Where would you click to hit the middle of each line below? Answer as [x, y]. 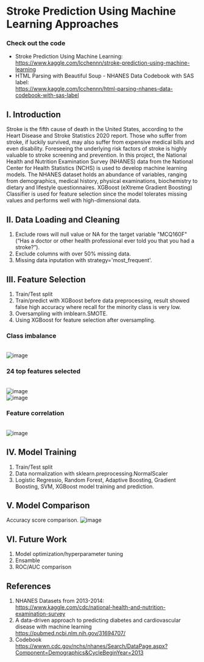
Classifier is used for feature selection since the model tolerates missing [97, 194]
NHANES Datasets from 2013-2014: [60, 601]
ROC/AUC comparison [43, 567]
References [29, 586]
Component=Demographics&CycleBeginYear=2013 [79, 653]
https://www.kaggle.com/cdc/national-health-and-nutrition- [90, 607]
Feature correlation [35, 413]
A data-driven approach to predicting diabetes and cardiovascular [98, 621]
